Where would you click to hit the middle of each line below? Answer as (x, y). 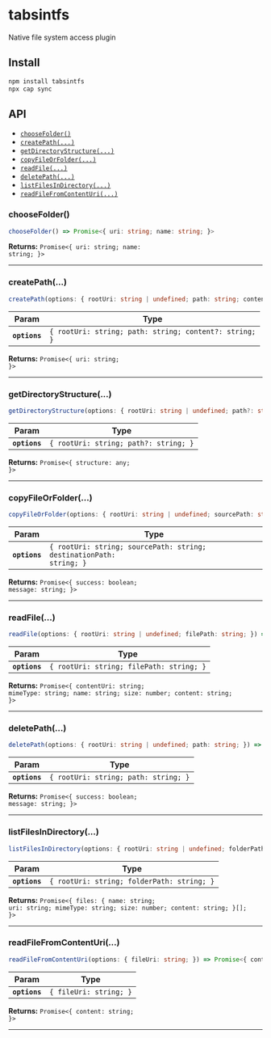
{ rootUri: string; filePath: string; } (128, 667)
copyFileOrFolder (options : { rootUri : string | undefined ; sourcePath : (131, 515)
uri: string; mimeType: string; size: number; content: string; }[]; (128, 908)
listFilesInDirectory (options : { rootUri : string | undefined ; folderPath (137, 849)
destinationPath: (83, 555)
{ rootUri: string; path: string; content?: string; (153, 331)
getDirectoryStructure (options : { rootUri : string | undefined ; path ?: (131, 411)
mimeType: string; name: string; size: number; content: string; (120, 694)
